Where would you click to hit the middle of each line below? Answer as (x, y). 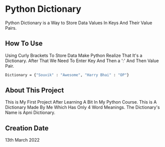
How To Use (24, 44)
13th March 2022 (22, 140)
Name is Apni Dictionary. (30, 112)
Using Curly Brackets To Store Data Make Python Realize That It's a (74, 55)
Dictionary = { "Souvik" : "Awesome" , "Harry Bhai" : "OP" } (67, 75)
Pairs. (11, 28)
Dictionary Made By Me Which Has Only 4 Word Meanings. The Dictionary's (82, 108)
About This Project (35, 91)
